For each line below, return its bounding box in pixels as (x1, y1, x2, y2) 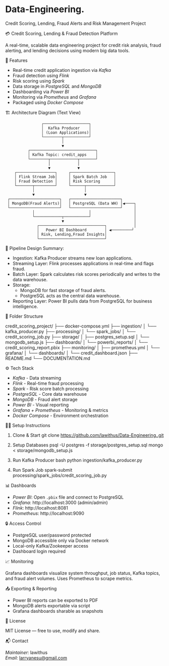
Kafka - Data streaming (12, 374, 62, 381)
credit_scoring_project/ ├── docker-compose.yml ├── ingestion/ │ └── (5, 323, 157, 329)
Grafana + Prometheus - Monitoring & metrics (12, 407, 108, 413)
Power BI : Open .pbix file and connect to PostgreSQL (12, 494, 124, 500)
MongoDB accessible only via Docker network (12, 537, 109, 544)
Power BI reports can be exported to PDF (12, 597, 98, 603)
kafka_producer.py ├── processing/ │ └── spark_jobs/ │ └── (5, 328, 136, 335)
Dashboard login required (12, 548, 66, 554)
